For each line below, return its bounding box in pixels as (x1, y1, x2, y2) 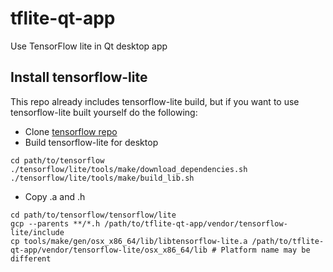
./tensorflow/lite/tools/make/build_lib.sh (10, 173, 195, 183)
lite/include (10, 227, 65, 237)
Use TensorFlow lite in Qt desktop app (10, 40, 168, 52)
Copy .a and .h (24, 190, 86, 202)
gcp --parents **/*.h (10, 218, 101, 229)
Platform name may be (220, 245, 311, 255)
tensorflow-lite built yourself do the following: (10, 106, 198, 118)
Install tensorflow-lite (10, 69, 148, 86)
